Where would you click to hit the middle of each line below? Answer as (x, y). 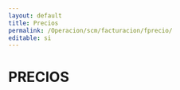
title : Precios (33, 23)
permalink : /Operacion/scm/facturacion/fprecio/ (90, 30)
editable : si (30, 38)
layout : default (35, 16)
